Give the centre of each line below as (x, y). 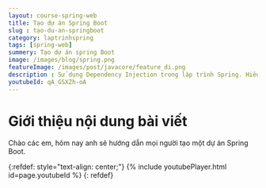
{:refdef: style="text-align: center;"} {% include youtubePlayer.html (118, 167)
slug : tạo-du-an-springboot (56, 30)
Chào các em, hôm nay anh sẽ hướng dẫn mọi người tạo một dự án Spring (128, 143)
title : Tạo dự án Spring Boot (58, 23)
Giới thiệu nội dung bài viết (98, 121)
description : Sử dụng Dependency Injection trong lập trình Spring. (125, 75)
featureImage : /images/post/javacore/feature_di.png (97, 67)
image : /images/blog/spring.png (61, 60)
